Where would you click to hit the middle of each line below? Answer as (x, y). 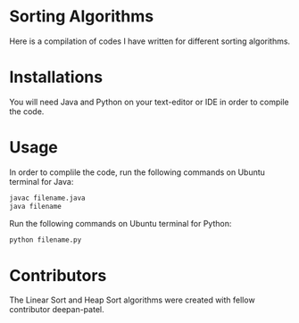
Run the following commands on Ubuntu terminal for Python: (120, 223)
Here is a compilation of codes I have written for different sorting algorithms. (150, 41)
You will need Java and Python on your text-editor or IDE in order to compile (149, 102)
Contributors (58, 275)
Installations (56, 77)
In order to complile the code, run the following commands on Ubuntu (137, 172)
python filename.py (46, 240)
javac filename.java (48, 198)
